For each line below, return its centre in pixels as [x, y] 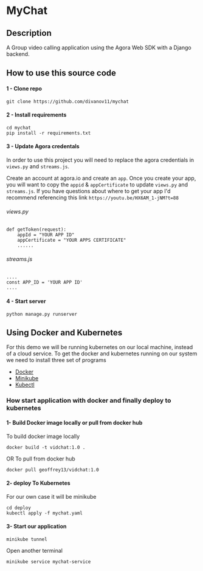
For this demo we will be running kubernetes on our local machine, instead [100, 347]
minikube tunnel [27, 539]
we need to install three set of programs [56, 360]
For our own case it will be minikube [51, 496]
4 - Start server [26, 301]
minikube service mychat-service [49, 562]
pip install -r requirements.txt [49, 133]
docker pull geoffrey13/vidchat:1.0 [53, 470]
